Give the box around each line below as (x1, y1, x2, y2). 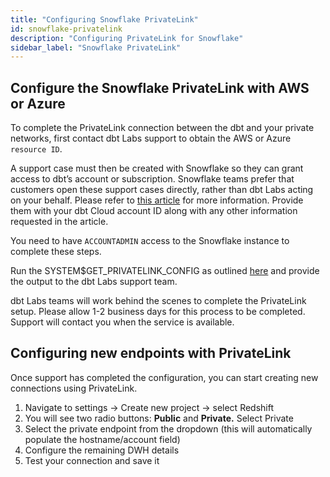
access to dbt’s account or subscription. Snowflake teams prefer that (10, 173, 295, 185)
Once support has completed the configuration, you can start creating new (10, 371, 319, 383)
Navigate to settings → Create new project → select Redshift (24, 401, 275, 413)
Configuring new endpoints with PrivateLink (10, 345, 292, 362)
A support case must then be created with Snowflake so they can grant (10, 162, 304, 175)
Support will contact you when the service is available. (10, 316, 235, 328)
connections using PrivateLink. (10, 382, 138, 394)
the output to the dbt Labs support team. (10, 276, 178, 288)
